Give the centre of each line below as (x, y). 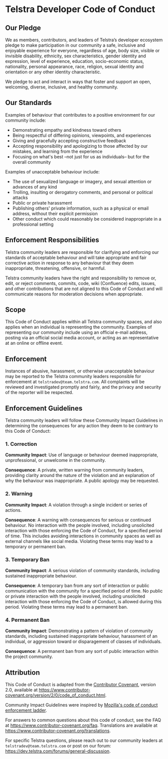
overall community (32, 162)
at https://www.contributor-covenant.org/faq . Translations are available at (81, 725)
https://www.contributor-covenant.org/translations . (58, 731)
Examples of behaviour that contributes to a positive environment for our (80, 115)
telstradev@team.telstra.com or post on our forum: (58, 746)
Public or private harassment (42, 203)
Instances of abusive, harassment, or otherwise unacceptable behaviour (80, 371)
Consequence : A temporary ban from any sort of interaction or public (77, 585)
